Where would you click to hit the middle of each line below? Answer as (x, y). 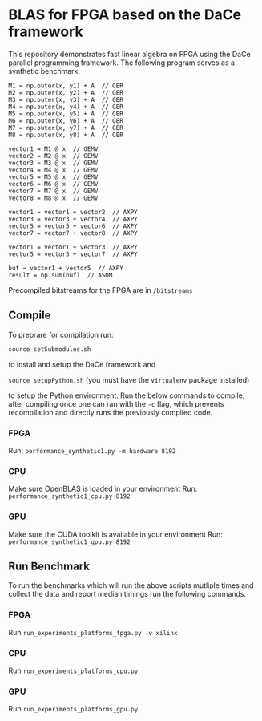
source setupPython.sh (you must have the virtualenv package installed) (129, 379)
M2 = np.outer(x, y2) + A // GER (66, 93)
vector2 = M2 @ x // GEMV (53, 156)
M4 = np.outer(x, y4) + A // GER (66, 107)
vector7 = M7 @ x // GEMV (53, 191)
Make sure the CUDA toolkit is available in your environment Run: (115, 534)
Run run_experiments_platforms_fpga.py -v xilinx (93, 632)
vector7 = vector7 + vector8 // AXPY (73, 233)
